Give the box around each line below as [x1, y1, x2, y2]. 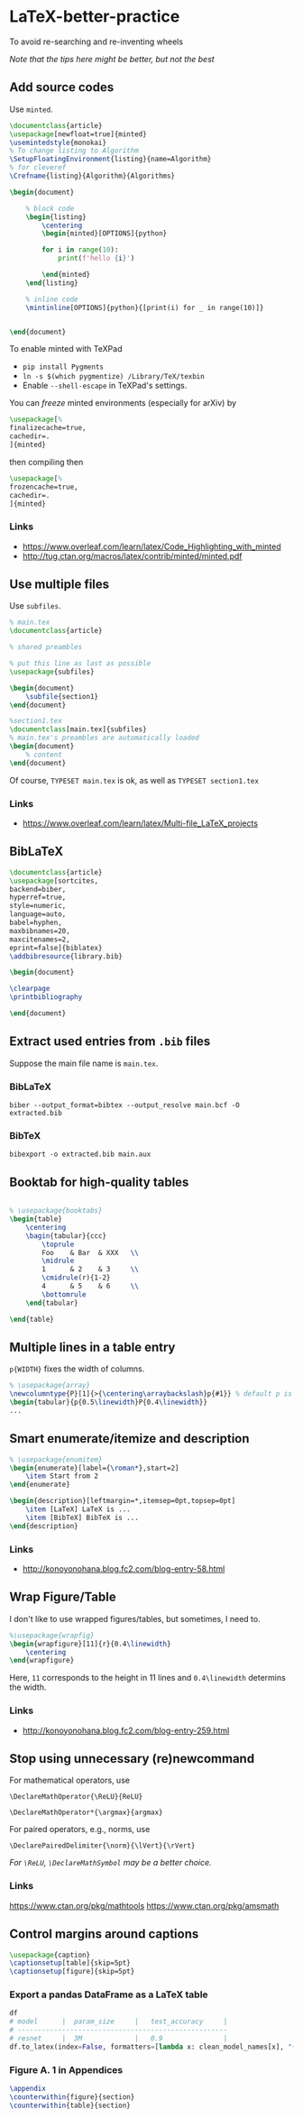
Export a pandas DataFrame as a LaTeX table [9, 1988, 209, 2001]
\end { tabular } [25, 1298, 78, 1307]
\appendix [9, 2085, 47, 2094]
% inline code [25, 295, 78, 304]
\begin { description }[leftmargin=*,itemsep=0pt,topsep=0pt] [9, 1497, 236, 1506]
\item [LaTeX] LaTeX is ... [25, 1505, 131, 1514]
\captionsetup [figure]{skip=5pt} [9, 1967, 135, 1976]
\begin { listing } [25, 212, 87, 222]
